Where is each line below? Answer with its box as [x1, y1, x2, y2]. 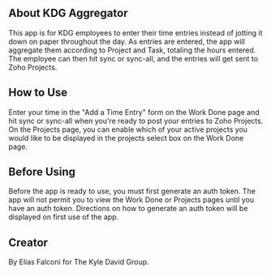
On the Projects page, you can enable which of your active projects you [8, 125, 248, 134]
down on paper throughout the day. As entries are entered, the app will [8, 36, 246, 46]
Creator [8, 235, 49, 249]
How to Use [8, 86, 68, 99]
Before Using [8, 165, 75, 179]
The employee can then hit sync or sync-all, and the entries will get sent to [8, 53, 258, 63]
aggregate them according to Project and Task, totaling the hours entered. [8, 44, 256, 55]
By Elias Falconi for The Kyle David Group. [8, 257, 149, 267]
